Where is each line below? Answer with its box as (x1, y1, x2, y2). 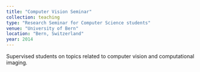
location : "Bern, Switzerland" (6, 31, 84, 37)
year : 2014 (6, 36, 33, 42)
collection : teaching (6, 14, 60, 20)
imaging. (6, 59, 28, 66)
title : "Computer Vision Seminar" (6, 8, 93, 15)
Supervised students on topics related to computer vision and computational (6, 53, 195, 60)
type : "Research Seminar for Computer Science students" (6, 20, 151, 26)
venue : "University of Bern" (6, 25, 79, 32)
